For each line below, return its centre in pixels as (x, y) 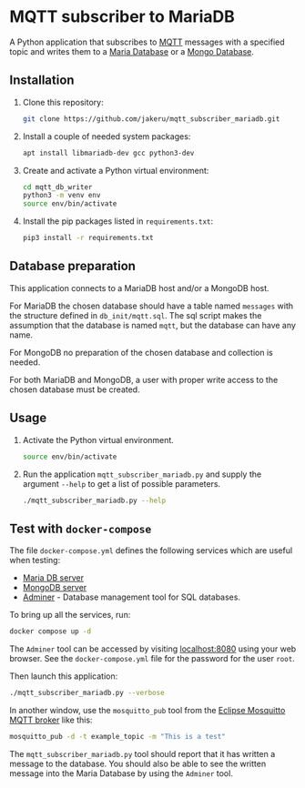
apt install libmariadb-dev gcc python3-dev (108, 153)
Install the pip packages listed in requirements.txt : (118, 221)
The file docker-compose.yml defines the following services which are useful (151, 551)
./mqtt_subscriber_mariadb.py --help (94, 500)
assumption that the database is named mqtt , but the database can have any (152, 325)
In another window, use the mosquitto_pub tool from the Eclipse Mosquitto (147, 710)
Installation (42, 81)
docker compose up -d (51, 631)
